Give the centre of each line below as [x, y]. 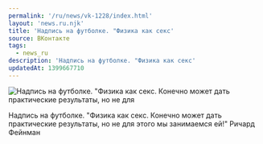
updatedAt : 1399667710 [46, 68]
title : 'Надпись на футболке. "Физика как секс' [91, 31]
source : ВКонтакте [39, 38]
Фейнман [25, 132]
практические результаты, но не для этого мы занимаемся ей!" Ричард [132, 123]
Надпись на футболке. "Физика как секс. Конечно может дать [115, 115]
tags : [17, 46]
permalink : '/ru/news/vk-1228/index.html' [80, 16]
